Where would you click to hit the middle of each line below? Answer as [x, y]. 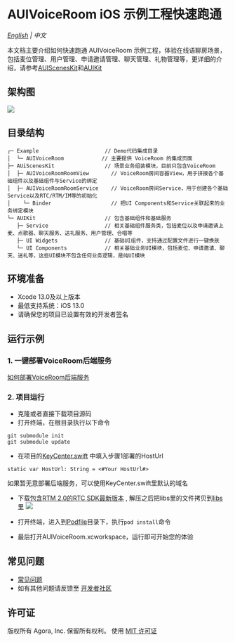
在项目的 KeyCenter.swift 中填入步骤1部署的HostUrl [90, 456]
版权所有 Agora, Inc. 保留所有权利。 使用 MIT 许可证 [82, 631]
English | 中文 [27, 35]
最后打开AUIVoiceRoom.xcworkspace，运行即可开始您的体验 [106, 537]
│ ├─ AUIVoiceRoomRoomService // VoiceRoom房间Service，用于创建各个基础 [118, 188]
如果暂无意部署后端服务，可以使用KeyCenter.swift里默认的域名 [98, 483]
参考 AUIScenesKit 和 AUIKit [64, 68]
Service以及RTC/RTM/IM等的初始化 [52, 195]
